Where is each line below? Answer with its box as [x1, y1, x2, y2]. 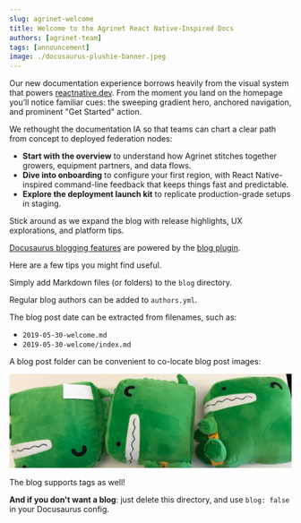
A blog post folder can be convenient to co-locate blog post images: [9, 356, 262, 367]
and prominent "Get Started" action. [9, 107, 142, 117]
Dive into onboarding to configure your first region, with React [21, 170, 254, 181]
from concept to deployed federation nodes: [9, 133, 173, 144]
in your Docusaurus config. [9, 503, 110, 514]
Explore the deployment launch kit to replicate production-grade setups [21, 189, 291, 200]
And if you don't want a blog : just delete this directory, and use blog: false [9, 493, 290, 505]
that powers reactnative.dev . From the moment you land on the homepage [9, 88, 283, 99]
